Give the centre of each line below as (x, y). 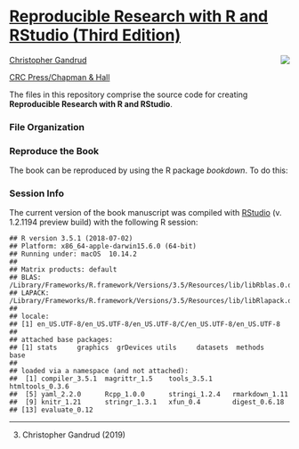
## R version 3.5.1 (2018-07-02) (71, 239)
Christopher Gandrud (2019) (74, 435)
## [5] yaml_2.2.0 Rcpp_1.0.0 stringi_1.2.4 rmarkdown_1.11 (149, 395)
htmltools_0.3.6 (39, 387)
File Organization (47, 127)
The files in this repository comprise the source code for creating (129, 94)
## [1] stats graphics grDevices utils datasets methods (137, 348)
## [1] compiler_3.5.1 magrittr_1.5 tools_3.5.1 (111, 379)
